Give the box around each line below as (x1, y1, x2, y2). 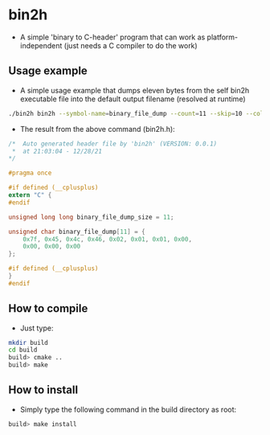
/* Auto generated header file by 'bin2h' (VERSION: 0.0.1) (8, 139, 218, 148)
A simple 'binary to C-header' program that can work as (19, 32, 206, 42)
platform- (207, 32, 239, 42)
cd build (8, 346, 38, 355)
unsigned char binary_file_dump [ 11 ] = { (8, 228, 146, 236)
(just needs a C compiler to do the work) (63, 40, 198, 50)
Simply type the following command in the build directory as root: (19, 404, 237, 414)
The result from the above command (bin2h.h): (19, 124, 175, 133)
